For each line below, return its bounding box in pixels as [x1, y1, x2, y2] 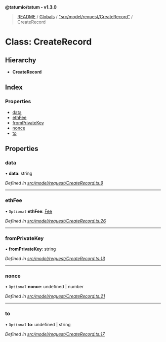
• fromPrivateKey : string [5, 246, 56, 252]
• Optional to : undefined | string [5, 321, 71, 327]
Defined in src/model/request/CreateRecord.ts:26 [5, 218, 106, 224]
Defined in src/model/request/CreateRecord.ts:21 [5, 293, 105, 299]
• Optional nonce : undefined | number [5, 284, 84, 290]
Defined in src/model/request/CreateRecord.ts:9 [5, 180, 104, 186]
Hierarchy [5, 56, 37, 64]
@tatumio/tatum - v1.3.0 [5, 4, 57, 10]
